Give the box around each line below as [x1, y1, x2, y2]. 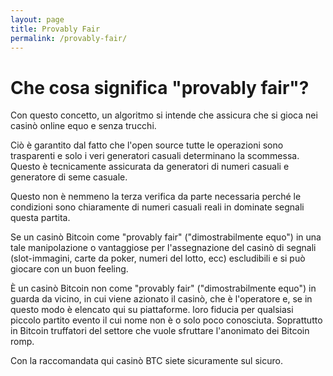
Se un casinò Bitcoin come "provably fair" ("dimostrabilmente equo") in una [10, 231, 322, 243]
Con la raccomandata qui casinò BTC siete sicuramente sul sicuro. [10, 355, 283, 367]
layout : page [10, 14, 65, 25]
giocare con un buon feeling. [10, 263, 129, 275]
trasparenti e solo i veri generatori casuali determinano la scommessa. [10, 150, 300, 162]
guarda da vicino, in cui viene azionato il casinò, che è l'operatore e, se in [10, 293, 313, 305]
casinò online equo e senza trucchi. [10, 120, 157, 132]
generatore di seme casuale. [10, 171, 128, 183]
